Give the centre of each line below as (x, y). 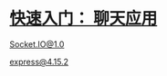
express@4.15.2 (39, 62)
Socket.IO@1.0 (37, 44)
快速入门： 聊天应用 (83, 19)
